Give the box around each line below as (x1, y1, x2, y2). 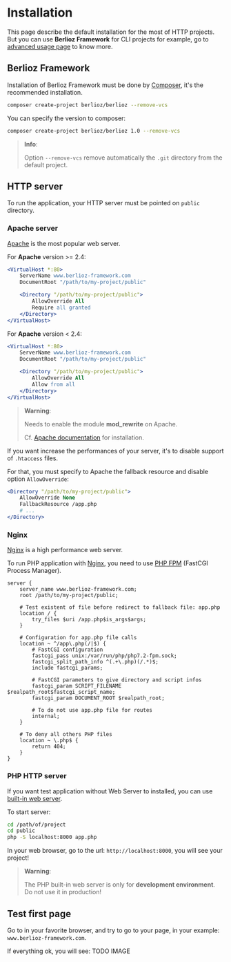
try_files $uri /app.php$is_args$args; (32, 616, 147, 623)
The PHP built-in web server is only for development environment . (23, 880, 216, 889)
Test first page (7, 907, 71, 920)
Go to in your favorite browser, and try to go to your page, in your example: (7, 926, 220, 934)
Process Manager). (7, 567, 62, 575)
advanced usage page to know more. (7, 42, 113, 50)
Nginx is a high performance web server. (7, 546, 123, 554)
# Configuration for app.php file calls (19, 634, 137, 641)
